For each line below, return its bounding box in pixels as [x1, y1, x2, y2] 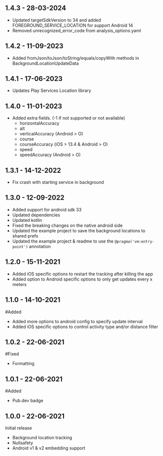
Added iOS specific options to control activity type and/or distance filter [12, 324, 159, 330]
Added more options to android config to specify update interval [12, 318, 143, 324]
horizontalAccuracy [19, 121, 60, 126]
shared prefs [12, 233, 38, 239]
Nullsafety [12, 440, 33, 446]
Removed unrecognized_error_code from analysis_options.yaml [12, 27, 141, 34]
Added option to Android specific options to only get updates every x [12, 276, 153, 282]
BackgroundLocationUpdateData [12, 60, 79, 66]
